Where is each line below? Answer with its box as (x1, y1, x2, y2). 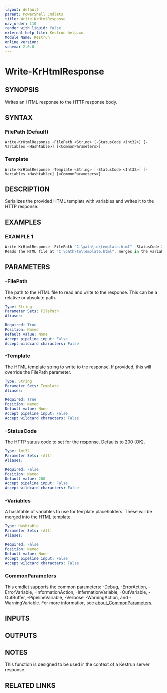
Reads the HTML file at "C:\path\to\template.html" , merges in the (5, 249, 148, 254)
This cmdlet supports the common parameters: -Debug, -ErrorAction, (5, 584, 148, 590)
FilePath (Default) (5, 128, 49, 135)
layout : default (5, 7, 39, 12)
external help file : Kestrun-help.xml (5, 30, 85, 35)
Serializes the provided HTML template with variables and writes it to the (5, 198, 154, 204)
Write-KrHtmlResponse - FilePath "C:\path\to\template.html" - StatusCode (5, 244, 159, 250)
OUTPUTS (5, 631, 37, 640)
